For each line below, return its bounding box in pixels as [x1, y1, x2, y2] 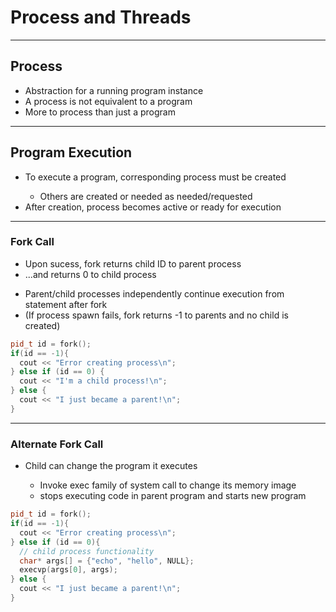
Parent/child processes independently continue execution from [24, 287, 285, 300]
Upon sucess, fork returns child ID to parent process [24, 257, 242, 270]
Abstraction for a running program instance [24, 84, 204, 96]
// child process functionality [19, 546, 155, 556]
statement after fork [24, 298, 108, 310]
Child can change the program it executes [24, 460, 198, 472]
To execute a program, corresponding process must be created [24, 171, 287, 183]
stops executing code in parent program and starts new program [39, 490, 307, 502]
